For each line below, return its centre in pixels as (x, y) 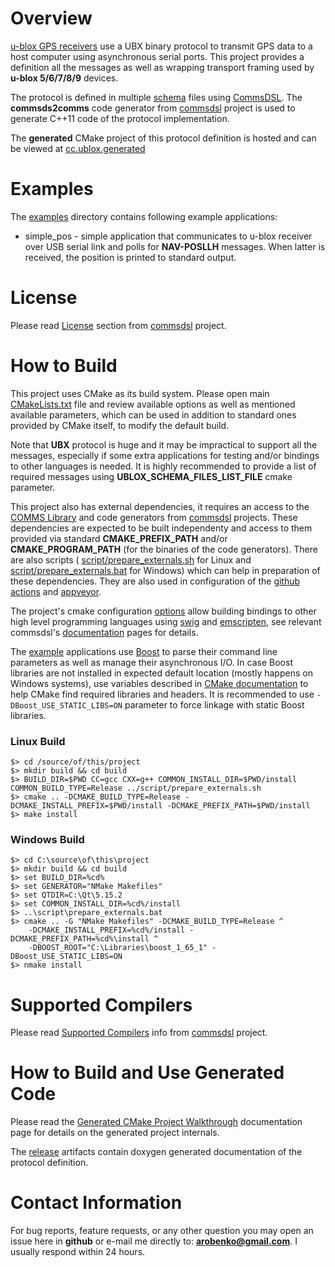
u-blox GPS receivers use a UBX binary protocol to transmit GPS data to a (161, 46)
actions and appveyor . (56, 591)
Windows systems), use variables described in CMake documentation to (159, 683)
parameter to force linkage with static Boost (214, 704)
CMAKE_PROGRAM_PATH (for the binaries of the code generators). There (164, 549)
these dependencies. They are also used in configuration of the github (155, 581)
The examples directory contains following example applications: (144, 216)
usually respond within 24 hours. (78, 1252)
